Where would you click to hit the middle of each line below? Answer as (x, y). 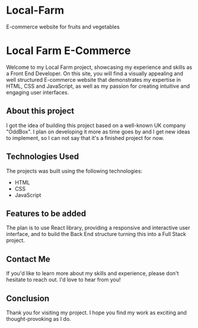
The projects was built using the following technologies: (74, 171)
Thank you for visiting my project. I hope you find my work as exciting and (96, 313)
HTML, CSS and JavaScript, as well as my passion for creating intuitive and (98, 86)
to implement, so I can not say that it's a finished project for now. (85, 138)
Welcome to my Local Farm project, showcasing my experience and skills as (99, 67)
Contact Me (28, 259)
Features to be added (46, 213)
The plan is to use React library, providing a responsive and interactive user (98, 228)
